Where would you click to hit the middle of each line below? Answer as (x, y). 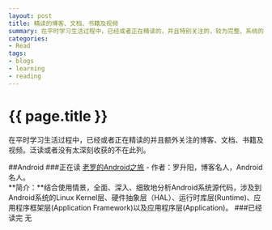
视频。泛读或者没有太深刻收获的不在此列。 (79, 150)
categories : (28, 38)
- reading (25, 76)
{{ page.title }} (58, 116)
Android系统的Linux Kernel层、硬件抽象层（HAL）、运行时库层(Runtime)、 (131, 197)
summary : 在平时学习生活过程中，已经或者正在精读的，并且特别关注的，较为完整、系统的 (136, 31)
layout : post (30, 16)
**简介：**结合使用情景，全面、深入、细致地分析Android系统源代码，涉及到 (135, 187)
